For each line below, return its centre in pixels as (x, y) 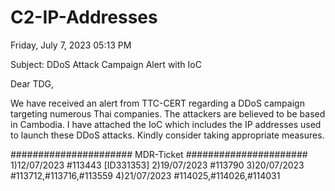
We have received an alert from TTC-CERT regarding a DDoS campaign (157, 103)
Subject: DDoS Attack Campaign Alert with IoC (106, 64)
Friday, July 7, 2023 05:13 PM (71, 45)
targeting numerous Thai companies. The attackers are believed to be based (168, 113)
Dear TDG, (32, 83)
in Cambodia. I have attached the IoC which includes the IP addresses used (166, 124)
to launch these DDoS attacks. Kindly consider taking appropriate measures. (167, 135)
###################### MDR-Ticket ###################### (159, 154)
